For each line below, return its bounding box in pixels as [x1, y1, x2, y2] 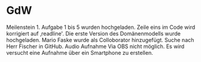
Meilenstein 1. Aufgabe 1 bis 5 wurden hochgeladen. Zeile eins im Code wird [6, 23, 196, 31]
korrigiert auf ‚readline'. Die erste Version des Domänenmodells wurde [6, 29, 181, 37]
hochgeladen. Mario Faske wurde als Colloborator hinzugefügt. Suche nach [6, 36, 194, 43]
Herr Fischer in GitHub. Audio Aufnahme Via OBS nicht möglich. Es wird [6, 43, 185, 50]
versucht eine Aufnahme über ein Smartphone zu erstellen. [6, 49, 153, 56]
